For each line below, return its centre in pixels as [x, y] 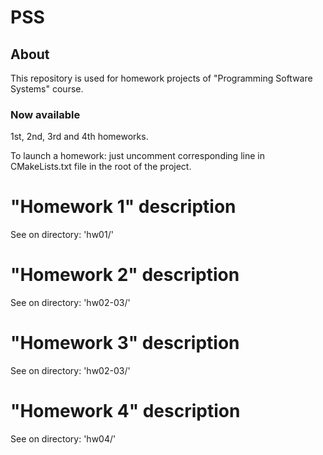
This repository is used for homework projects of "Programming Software [161, 78]
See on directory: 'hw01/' [62, 235]
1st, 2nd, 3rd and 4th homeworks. [79, 137]
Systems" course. [47, 89]
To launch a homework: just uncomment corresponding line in [137, 156]
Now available [45, 114]
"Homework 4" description [125, 411]
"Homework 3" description [125, 343]
